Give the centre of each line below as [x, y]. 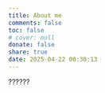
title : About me [35, 15]
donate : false [32, 45]
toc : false [26, 30]
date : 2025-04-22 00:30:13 [53, 60]
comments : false [35, 23]
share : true [28, 52]
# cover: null [32, 37]
